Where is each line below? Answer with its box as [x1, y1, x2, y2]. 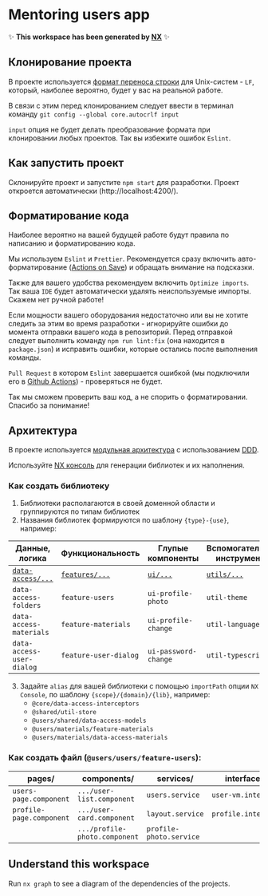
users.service [146, 790, 200, 799]
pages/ [27, 772, 55, 784]
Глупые [158, 543, 189, 554]
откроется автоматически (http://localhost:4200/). [8, 186, 179, 195]
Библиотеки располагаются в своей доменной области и [19, 499, 215, 508]
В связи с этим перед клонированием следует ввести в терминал [8, 101, 234, 110]
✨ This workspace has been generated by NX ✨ [8, 32, 170, 41]
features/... [61, 570, 111, 579]
